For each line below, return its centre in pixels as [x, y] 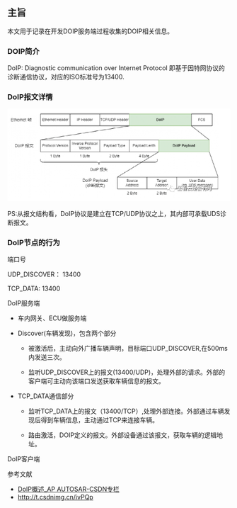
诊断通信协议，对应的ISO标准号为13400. [66, 77]
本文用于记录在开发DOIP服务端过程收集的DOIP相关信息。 [91, 31]
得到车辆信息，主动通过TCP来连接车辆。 [100, 420]
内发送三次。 [47, 357]
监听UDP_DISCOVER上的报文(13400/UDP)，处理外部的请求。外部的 [127, 372]
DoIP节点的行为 [34, 242]
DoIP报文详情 [30, 97]
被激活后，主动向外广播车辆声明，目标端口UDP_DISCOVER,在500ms [128, 349]
